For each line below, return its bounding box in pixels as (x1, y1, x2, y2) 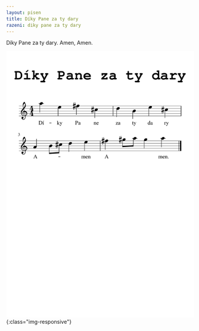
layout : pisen (6, 10, 42, 15)
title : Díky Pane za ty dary (6, 15, 79, 22)
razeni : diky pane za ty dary (6, 22, 82, 28)
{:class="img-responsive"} (6, 318, 72, 326)
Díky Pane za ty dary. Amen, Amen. (6, 39, 94, 46)
